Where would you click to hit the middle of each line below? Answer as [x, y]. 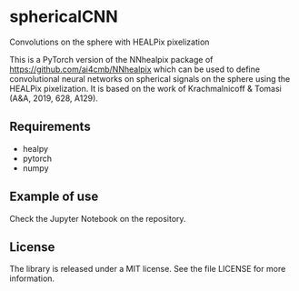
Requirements [50, 127]
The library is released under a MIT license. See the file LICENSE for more [148, 269]
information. [32, 278]
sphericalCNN [64, 17]
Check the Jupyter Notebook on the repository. [98, 218]
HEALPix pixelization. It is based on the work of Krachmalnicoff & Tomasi [145, 88]
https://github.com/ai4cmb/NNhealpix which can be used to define [135, 69]
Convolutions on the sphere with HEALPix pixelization [110, 42]
